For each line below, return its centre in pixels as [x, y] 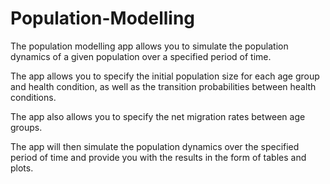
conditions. [33, 97]
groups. [26, 127]
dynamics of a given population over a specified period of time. [141, 56]
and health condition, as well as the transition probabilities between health [163, 86]
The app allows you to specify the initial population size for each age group [165, 76]
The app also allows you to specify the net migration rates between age [158, 116]
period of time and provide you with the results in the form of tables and [158, 157]
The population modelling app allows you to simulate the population [149, 46]
